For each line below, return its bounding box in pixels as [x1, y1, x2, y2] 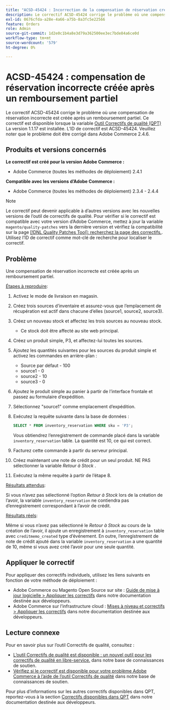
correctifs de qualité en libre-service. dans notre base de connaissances [13, 657, 164, 663]
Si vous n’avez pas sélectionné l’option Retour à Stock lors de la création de [6, 492, 163, 498]
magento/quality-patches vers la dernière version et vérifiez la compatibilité [6, 224, 163, 230]
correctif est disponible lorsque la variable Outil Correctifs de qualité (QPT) [6, 120, 161, 126]
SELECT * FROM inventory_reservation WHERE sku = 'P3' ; [13, 423, 133, 429]
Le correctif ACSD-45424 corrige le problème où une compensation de [6, 109, 154, 115]
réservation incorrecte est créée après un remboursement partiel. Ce [6, 115, 149, 121]
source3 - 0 [20, 378, 45, 385]
